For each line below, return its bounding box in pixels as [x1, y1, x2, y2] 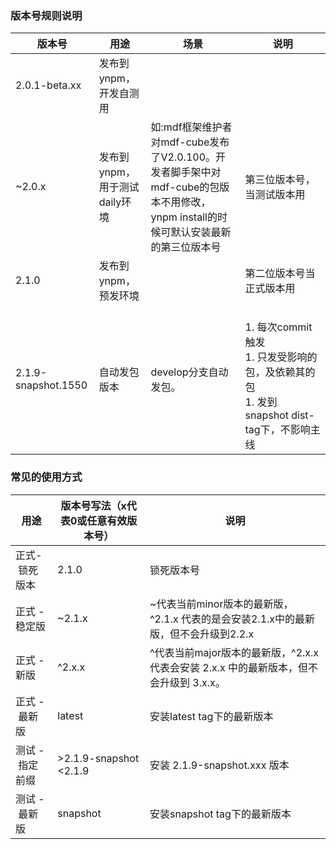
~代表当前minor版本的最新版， [149, 597, 294, 611]
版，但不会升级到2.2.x [149, 627, 255, 641]
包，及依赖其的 [244, 365, 316, 379]
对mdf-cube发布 [150, 135, 230, 149]
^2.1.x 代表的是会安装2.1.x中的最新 [149, 612, 316, 626]
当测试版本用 [244, 188, 306, 202]
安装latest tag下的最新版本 [149, 709, 274, 723]
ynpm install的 [150, 210, 218, 224]
